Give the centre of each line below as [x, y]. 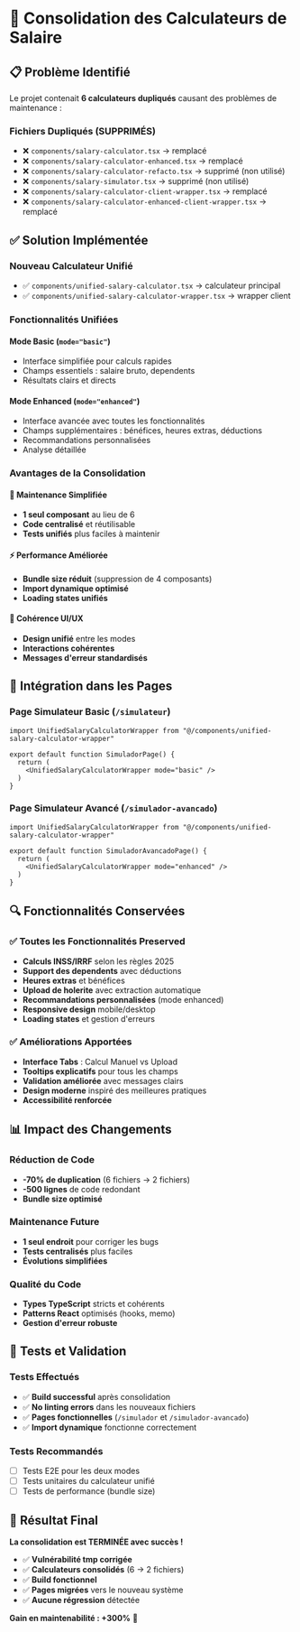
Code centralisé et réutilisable [79, 524]
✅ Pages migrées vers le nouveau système [103, 1590]
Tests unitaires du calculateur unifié [88, 1481]
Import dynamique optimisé [75, 588]
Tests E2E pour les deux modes [81, 1471]
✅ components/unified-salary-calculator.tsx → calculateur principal [151, 285]
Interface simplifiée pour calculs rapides [97, 361]
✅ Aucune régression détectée [81, 1600]
